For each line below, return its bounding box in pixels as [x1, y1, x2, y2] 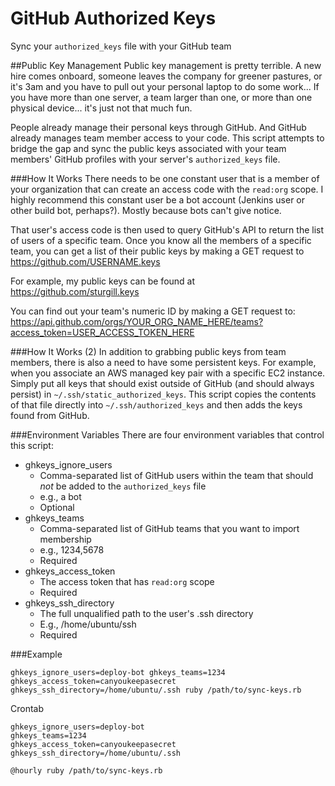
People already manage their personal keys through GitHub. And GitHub [10, 121, 307, 133]
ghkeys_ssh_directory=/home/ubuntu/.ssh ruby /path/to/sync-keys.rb [10, 685, 302, 695]
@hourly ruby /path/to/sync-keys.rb [10, 765, 163, 776]
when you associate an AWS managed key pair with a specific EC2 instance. [10, 367, 326, 379]
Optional [39, 501, 75, 513]
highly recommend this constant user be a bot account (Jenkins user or [10, 193, 306, 206]
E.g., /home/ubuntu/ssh [39, 618, 137, 630]
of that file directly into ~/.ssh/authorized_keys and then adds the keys [10, 398, 303, 411]
